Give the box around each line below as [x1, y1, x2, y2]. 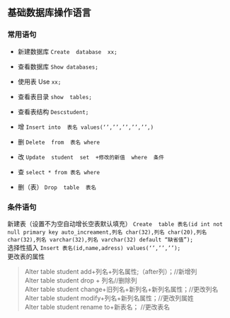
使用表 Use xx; [17, 77, 62, 86]
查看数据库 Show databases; [17, 62, 99, 71]
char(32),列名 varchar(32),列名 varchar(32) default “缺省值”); [7, 236, 193, 243]
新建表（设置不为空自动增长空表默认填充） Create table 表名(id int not [7, 219, 223, 228]
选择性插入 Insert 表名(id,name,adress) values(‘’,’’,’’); [7, 243, 181, 251]
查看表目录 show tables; [17, 92, 92, 101]
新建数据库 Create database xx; [17, 47, 118, 55]
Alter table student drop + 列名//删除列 [24, 276, 138, 285]
